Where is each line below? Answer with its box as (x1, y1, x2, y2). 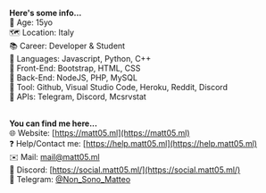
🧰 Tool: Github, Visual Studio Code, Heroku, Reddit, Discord (9, 82, 228, 92)
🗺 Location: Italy (9, 27, 74, 38)
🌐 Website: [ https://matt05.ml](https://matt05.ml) (9, 128, 190, 138)
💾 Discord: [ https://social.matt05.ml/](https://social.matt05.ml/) (9, 164, 241, 175)
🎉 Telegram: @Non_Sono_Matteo (9, 174, 131, 184)
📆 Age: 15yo (9, 17, 54, 28)
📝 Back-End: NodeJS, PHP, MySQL (9, 72, 138, 83)
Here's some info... (9, 8, 82, 18)
